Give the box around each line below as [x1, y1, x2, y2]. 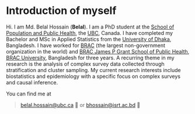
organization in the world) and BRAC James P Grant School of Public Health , [6, 48, 190, 55]
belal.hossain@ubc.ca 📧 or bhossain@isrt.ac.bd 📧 [20, 101, 141, 108]
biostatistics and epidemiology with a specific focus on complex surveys [6, 73, 181, 80]
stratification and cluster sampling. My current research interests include [6, 66, 181, 73]
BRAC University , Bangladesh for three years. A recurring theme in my [6, 54, 175, 61]
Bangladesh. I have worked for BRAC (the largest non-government [6, 42, 165, 49]
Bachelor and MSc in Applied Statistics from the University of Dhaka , [6, 35, 172, 42]
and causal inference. [6, 79, 58, 85]
